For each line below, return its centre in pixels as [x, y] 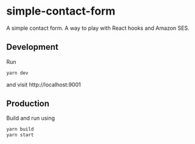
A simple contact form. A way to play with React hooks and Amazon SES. [98, 28]
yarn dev [17, 73]
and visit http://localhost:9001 [44, 84]
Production [28, 104]
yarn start [20, 135]
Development [33, 47]
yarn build [20, 129]
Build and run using [31, 118]
